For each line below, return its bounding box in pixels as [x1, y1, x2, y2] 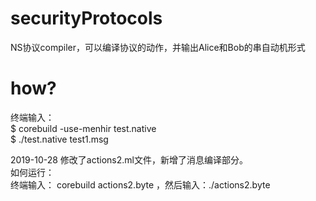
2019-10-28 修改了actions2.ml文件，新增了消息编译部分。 [10, 153, 248, 166]
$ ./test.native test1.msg [10, 133, 109, 145]
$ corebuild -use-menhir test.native [10, 122, 157, 134]
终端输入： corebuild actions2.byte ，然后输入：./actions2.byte [10, 178, 271, 191]
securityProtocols [10, 7, 163, 30]
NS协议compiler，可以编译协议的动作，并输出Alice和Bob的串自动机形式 [10, 41, 306, 53]
